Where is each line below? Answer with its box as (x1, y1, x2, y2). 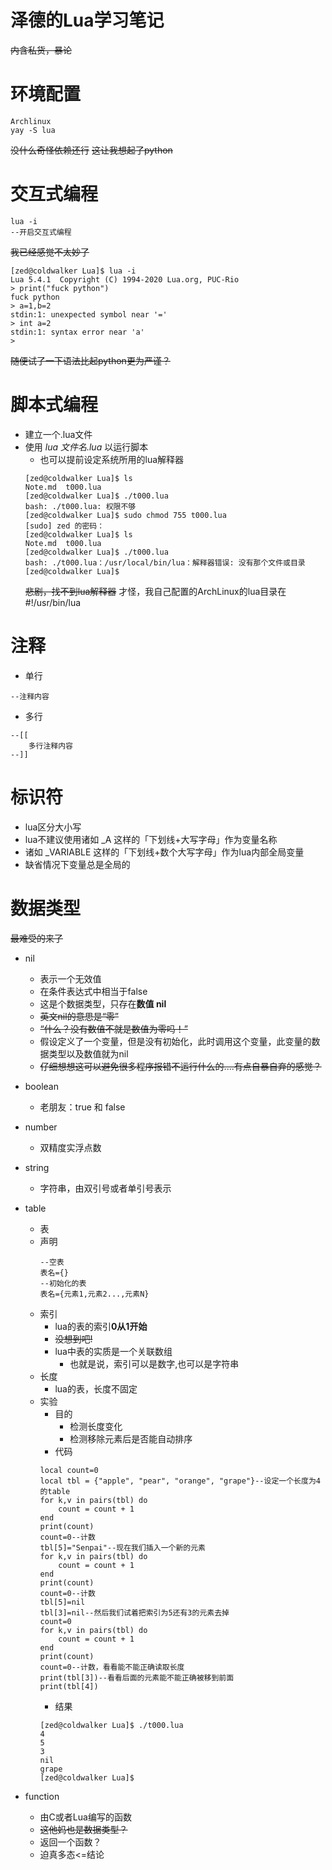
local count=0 (39, 1465, 99, 1475)
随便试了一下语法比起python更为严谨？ (10, 354, 171, 366)
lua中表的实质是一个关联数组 (54, 1345, 173, 1357)
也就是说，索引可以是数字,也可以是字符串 (69, 1357, 240, 1370)
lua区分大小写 (24, 821, 82, 833)
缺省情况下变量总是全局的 (24, 858, 131, 870)
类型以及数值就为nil (48, 1047, 129, 1060)
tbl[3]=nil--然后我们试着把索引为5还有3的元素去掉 (39, 1607, 230, 1618)
